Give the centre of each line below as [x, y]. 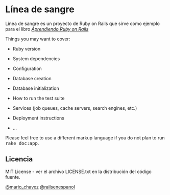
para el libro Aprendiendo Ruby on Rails [47, 29]
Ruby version [27, 48]
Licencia [19, 159]
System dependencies [36, 58]
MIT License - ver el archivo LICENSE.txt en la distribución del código [78, 172]
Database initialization [36, 88]
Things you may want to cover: [38, 39]
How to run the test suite [39, 98]
